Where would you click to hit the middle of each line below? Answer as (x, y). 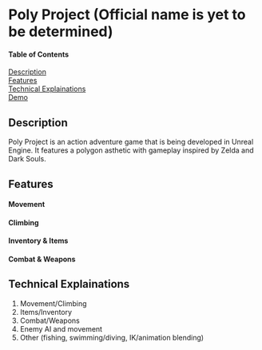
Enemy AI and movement (61, 328)
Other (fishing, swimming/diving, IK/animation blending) (112, 337)
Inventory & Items (38, 241)
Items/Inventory (46, 312)
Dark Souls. (27, 159)
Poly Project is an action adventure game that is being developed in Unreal (131, 142)
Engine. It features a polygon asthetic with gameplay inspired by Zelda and (131, 150)
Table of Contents (39, 54)
